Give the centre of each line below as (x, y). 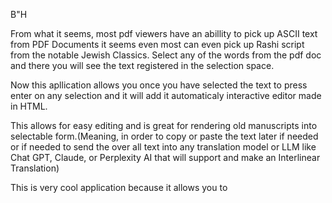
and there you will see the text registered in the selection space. (142, 65)
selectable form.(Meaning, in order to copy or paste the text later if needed (164, 136)
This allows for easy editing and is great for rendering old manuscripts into (164, 125)
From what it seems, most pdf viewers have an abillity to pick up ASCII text (164, 33)
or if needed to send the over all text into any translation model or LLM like (163, 147)
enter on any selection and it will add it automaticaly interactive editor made (166, 95)
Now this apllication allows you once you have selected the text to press (159, 85)
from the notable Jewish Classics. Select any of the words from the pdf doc (166, 55)
